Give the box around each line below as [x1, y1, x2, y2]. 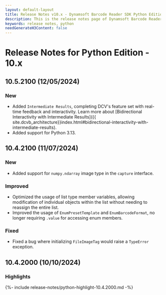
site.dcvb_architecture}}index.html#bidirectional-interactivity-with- [12, 119, 149, 125]
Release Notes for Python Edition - [5, 47, 150, 59]
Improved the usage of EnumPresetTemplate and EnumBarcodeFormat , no [12, 209, 155, 216]
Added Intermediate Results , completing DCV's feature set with [12, 104, 144, 109]
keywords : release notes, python [5, 21, 74, 26]
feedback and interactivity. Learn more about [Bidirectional [22, 109, 142, 115]
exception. [12, 244, 34, 250]
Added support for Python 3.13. [12, 130, 76, 135]
